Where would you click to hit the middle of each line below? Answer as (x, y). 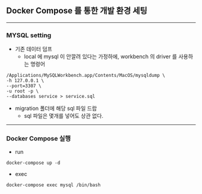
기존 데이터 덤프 (33, 49)
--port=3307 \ (24, 86)
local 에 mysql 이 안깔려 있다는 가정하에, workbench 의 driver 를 (100, 56)
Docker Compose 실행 (38, 139)
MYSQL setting (29, 35)
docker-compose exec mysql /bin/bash (54, 185)
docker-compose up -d (33, 163)
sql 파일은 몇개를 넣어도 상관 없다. (64, 116)
